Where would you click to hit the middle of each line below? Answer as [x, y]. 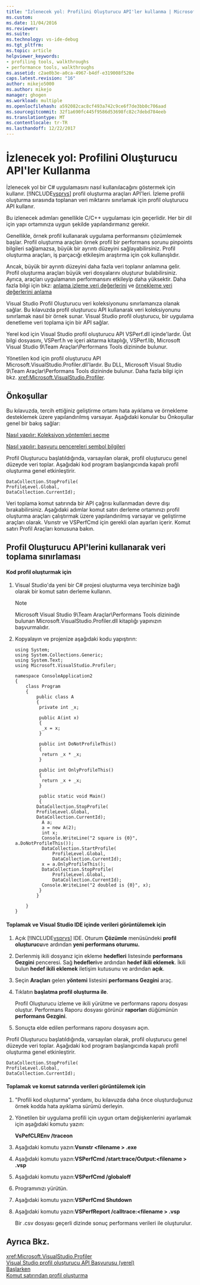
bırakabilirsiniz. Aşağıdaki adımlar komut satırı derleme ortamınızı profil [93, 509]
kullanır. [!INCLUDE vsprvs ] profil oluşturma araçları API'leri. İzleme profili [96, 193]
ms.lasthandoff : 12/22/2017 [41, 128]
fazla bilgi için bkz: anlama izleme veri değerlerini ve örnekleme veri [89, 285]
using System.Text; [39, 660]
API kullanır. [21, 206]
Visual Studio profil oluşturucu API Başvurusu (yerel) [71, 1262]
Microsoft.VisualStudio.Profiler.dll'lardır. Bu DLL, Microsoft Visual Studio [94, 365]
